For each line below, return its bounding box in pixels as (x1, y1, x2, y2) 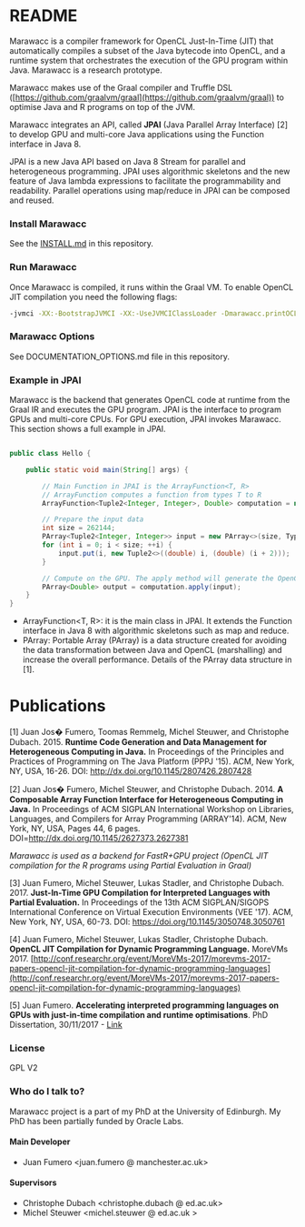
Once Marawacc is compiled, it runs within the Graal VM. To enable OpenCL (9, 281, 294, 292)
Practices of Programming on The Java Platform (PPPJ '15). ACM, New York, (9, 756, 295, 767)
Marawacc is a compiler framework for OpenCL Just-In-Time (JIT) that (9, 35, 274, 46)
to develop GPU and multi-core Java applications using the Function (9, 128, 265, 139)
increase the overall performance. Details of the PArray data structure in (22, 654, 292, 665)
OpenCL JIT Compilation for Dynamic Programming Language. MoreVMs (9, 943, 289, 955)
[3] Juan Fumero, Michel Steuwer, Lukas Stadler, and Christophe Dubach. (9, 878, 284, 889)
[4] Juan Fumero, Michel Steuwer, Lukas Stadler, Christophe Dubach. (9, 934, 269, 945)
